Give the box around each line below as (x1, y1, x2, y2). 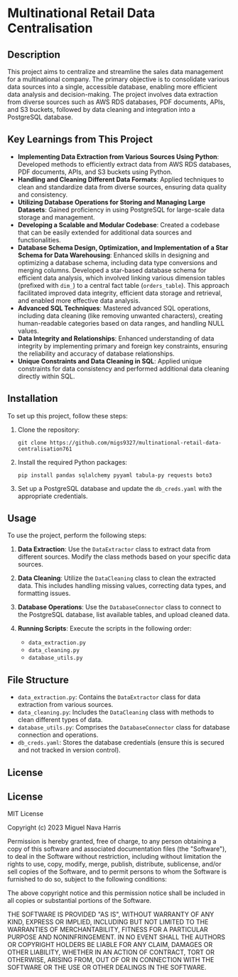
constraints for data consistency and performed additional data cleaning (17, 364, 229, 373)
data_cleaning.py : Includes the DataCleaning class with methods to (17, 708, 215, 717)
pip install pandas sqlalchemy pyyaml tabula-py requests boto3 (17, 472, 212, 479)
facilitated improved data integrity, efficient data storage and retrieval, (17, 289, 222, 297)
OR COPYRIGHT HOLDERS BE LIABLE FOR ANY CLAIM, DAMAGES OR (7, 941, 213, 949)
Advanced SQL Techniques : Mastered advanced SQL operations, (17, 304, 211, 312)
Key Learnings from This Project (7, 133, 153, 145)
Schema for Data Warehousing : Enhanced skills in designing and (17, 251, 210, 259)
